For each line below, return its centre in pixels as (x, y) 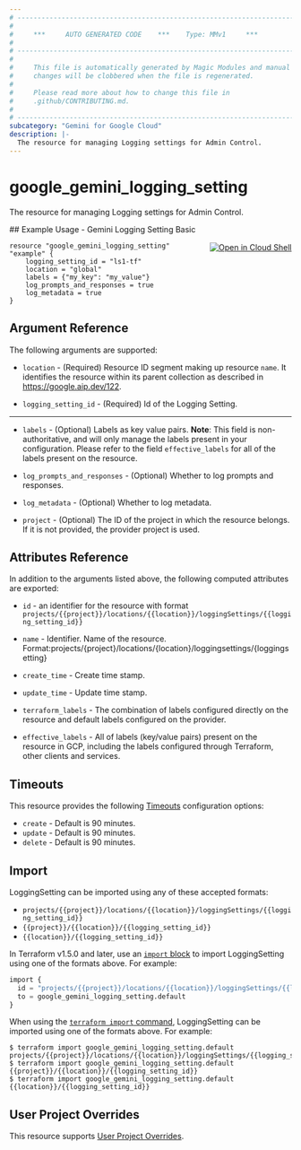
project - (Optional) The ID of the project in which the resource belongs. (156, 519)
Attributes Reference (69, 557)
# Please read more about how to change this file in (120, 92)
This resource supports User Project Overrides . (97, 1137)
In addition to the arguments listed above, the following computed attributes (149, 579)
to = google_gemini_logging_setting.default (102, 997)
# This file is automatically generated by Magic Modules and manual (150, 68)
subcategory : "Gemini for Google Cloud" (86, 126)
